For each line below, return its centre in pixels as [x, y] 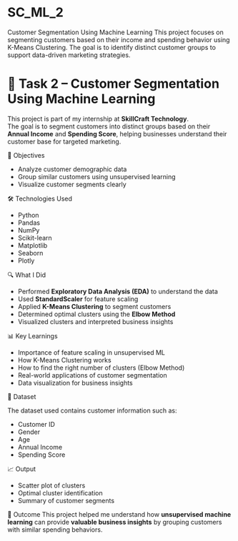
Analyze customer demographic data [72, 169]
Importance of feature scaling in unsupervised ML [91, 352]
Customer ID [36, 424]
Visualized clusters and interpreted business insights [95, 321]
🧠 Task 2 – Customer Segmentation [114, 84]
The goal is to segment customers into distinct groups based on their [109, 126]
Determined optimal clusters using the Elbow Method [96, 314]
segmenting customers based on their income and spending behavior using [119, 39]
